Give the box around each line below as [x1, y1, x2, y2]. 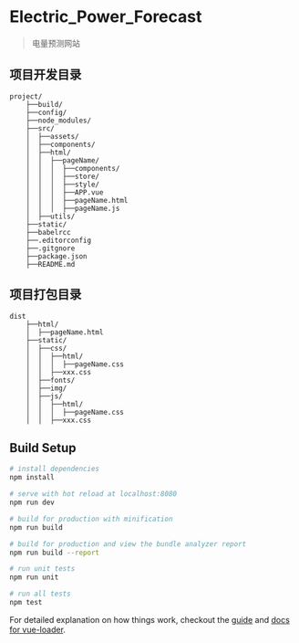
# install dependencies [9, 464, 100, 474]
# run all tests [9, 589, 71, 599]
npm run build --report [9, 548, 100, 557]
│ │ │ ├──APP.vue [26, 187, 104, 197]
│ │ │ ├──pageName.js [26, 204, 120, 213]
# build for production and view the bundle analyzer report [9, 539, 247, 549]
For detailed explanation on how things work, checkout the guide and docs [9, 614, 290, 625]
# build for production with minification [9, 514, 173, 523]
